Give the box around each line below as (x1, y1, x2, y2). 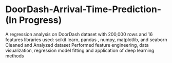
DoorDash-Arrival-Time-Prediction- (5, 4, 162, 15)
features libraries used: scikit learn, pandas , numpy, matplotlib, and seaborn (5, 37, 167, 43)
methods (5, 52, 24, 59)
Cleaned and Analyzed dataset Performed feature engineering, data (5, 42, 149, 48)
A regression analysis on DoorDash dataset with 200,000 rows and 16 (5, 31, 153, 37)
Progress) (18, 14, 62, 26)
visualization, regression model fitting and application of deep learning (5, 47, 155, 53)
